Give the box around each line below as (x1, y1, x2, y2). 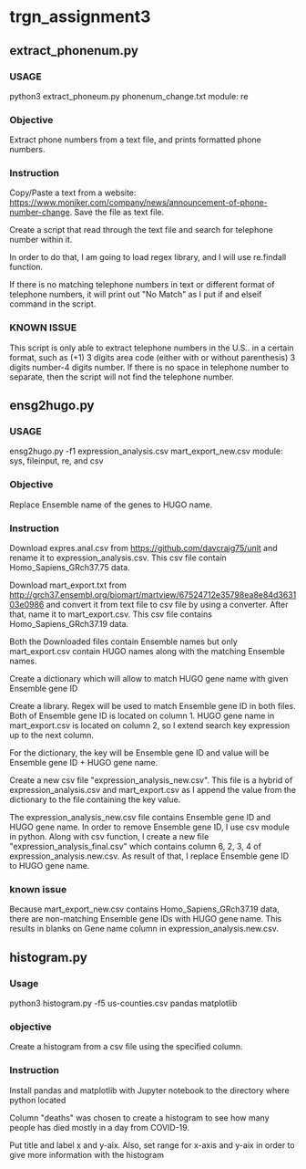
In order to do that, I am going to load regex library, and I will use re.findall (9, 252, 287, 263)
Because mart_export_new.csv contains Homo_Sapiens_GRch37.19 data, (9, 903, 280, 914)
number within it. (9, 235, 73, 245)
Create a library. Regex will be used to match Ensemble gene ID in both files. (9, 701, 296, 712)
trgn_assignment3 (9, 6, 151, 27)
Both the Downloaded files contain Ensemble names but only (9, 636, 239, 647)
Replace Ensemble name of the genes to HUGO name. (9, 499, 213, 510)
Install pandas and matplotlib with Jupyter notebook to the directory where (9, 1084, 290, 1096)
